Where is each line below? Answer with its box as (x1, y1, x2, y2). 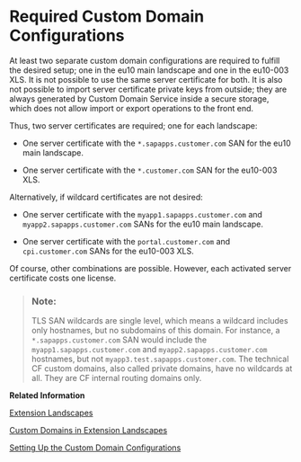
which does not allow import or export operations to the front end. (9, 102, 254, 113)
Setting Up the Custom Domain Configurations (9, 442, 181, 453)
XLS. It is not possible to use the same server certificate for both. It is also (9, 74, 283, 84)
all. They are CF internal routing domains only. (31, 373, 202, 384)
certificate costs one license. (9, 272, 117, 283)
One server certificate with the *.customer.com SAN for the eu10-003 (22, 164, 278, 175)
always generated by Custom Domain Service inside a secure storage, (9, 93, 270, 104)
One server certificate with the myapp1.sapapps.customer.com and (22, 209, 263, 219)
